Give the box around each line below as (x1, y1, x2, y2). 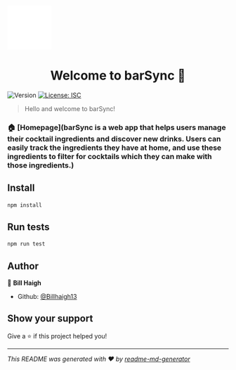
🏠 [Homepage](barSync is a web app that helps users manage (7, 122, 226, 132)
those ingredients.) (7, 160, 74, 170)
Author (7, 260, 39, 272)
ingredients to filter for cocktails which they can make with (7, 151, 212, 161)
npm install (7, 201, 42, 209)
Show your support (7, 312, 93, 325)
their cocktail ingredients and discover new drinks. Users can (7, 134, 221, 143)
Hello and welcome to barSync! (24, 104, 116, 113)
